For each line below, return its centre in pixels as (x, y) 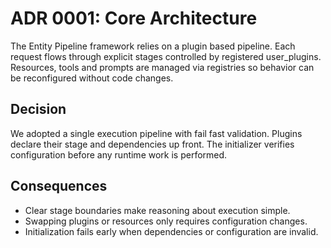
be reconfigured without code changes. (92, 78)
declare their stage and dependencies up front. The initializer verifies (152, 144)
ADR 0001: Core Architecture (134, 18)
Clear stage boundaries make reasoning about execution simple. (157, 210)
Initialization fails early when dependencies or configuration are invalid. (171, 231)
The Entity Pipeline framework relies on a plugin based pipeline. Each (153, 46)
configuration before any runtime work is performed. (119, 154)
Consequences (59, 186)
